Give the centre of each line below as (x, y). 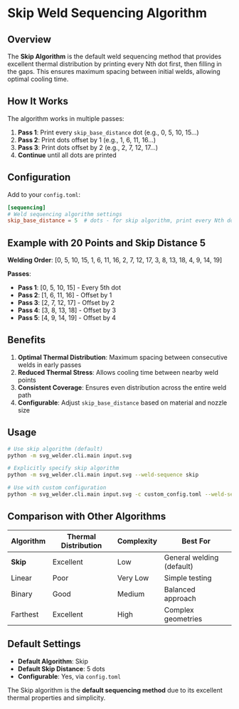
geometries (183, 619)
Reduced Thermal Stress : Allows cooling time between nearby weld (118, 372)
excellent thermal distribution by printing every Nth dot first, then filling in (115, 64)
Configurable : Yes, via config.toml (69, 676)
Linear (21, 577)
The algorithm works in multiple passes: (66, 118)
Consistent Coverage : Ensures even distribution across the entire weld (122, 387)
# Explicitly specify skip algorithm (63, 468)
